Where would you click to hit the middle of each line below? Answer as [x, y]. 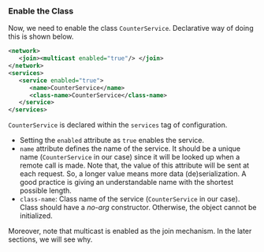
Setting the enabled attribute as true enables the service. [112, 141]
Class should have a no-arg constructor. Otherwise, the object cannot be [138, 208]
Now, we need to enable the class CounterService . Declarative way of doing [131, 28]
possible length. [46, 190]
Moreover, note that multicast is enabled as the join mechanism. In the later [130, 231]
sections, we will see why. [50, 239]
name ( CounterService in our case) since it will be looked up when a [130, 157]
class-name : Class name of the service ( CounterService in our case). [130, 199]
